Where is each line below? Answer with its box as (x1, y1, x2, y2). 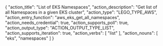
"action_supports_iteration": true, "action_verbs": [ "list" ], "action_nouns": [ (5, 30, 158, 36)
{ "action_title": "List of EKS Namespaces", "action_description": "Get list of (5, 4, 158, 10)
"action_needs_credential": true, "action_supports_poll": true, (5, 20, 129, 25)
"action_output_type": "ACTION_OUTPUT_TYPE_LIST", (5, 25, 115, 31)
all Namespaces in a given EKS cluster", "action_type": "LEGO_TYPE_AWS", (5, 9, 157, 15)
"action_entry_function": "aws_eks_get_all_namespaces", (5, 15, 120, 20)
